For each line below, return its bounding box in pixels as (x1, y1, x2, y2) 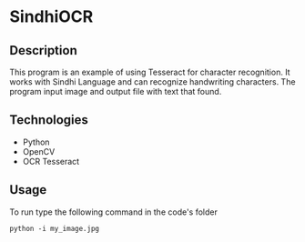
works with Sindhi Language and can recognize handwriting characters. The (9, 76, 296, 87)
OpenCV (22, 146, 56, 156)
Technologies (9, 112, 89, 128)
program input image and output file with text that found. (9, 86, 222, 96)
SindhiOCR (9, 6, 94, 27)
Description (9, 43, 77, 58)
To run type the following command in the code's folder (9, 207, 219, 217)
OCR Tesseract (22, 156, 80, 166)
